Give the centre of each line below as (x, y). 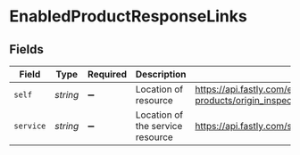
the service (159, 126)
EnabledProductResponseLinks (128, 16)
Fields (27, 49)
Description (161, 74)
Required (108, 74)
